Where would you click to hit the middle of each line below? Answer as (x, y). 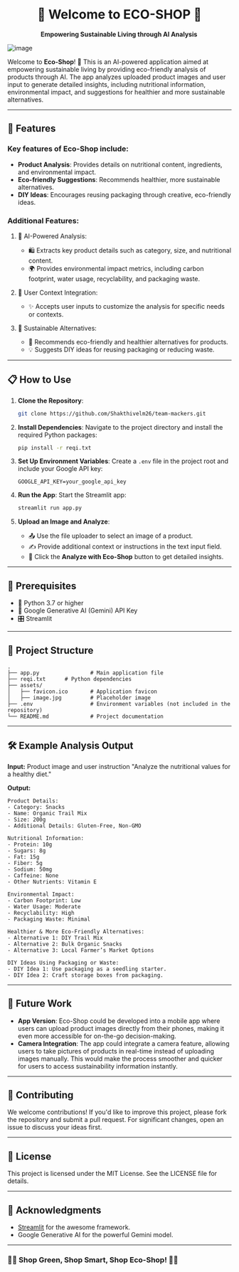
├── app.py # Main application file (85, 673)
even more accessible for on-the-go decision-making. (97, 1036)
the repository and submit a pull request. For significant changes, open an (116, 1120)
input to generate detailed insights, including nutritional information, (107, 84)
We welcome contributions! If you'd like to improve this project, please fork (117, 1112)
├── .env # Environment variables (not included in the (119, 704)
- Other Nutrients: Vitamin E (52, 881)
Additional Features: (43, 221)
